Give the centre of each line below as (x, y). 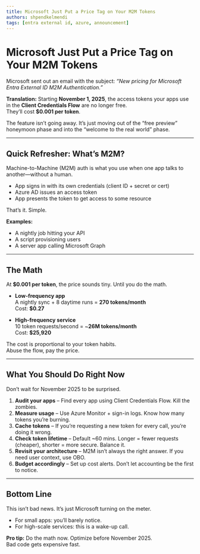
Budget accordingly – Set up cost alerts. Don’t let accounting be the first (104, 464)
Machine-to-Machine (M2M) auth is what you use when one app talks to (95, 168)
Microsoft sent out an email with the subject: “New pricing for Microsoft (94, 81)
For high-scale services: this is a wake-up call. (72, 526)
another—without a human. (40, 174)
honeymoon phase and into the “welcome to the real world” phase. (88, 130)
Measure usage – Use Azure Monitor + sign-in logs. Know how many (99, 413)
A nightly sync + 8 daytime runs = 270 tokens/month (80, 302)
